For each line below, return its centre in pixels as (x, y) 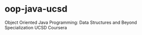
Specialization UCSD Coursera (36, 27)
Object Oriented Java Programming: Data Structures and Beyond (71, 22)
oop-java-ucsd (36, 9)
